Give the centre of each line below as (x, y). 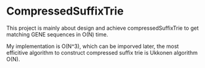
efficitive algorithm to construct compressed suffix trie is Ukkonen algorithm (102, 52)
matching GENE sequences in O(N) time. (57, 34)
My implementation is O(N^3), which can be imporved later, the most (92, 46)
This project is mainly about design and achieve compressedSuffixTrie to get (103, 28)
